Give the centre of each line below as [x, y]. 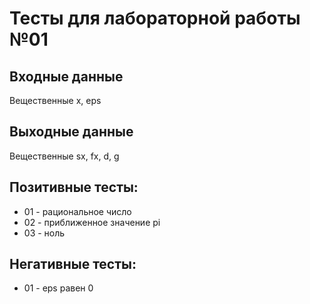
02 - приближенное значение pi [92, 222]
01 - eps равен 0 [58, 288]
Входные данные [66, 76]
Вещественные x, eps [55, 100]
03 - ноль [44, 233]
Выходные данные [71, 132]
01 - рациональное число [77, 211]
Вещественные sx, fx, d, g [64, 156]
